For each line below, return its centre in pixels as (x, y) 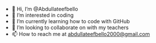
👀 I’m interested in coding (43, 15)
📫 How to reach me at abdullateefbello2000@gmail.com (81, 34)
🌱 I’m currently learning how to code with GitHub (71, 21)
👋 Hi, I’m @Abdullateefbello (45, 9)
